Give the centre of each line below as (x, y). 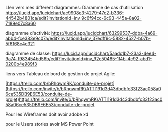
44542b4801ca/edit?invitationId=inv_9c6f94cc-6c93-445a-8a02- (73, 18)
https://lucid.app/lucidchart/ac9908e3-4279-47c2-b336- (65, 13)
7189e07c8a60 (21, 23)
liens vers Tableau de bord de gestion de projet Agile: (60, 74)
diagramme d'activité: (28, 33)
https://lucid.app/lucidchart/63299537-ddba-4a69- (104, 33)
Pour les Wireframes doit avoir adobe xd (47, 114)
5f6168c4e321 (20, 44)
